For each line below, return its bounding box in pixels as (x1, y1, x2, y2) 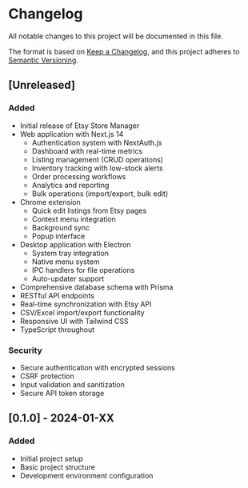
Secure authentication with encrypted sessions (19, 362, 176, 372)
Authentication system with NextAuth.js (31, 138, 162, 147)
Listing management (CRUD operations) (31, 154, 164, 164)
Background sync (31, 222, 90, 232)
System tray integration (31, 248, 110, 258)
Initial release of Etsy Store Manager (19, 121, 140, 130)
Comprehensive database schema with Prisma (19, 282, 174, 292)
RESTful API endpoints (19, 290, 94, 300)
